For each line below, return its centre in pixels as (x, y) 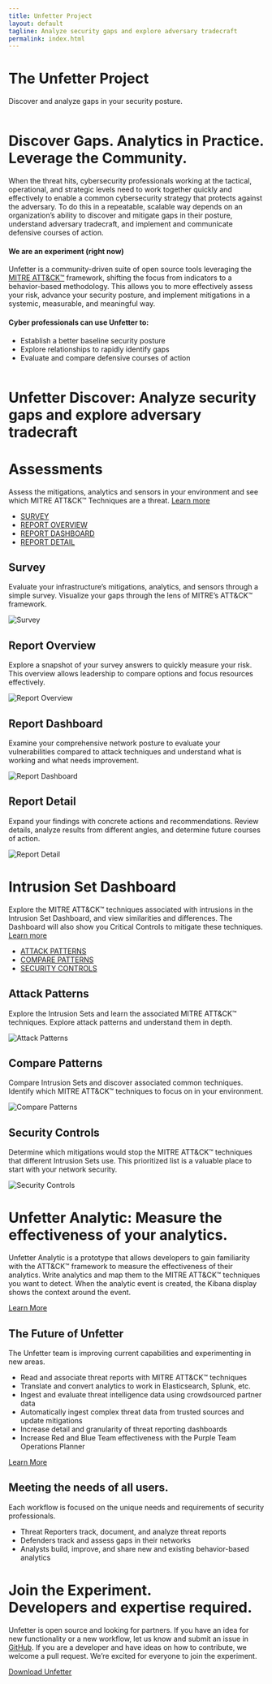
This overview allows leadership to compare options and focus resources (131, 674)
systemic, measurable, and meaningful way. (82, 304)
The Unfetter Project (79, 79)
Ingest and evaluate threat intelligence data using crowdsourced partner (141, 1395)
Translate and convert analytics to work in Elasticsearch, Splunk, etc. (136, 1386)
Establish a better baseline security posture (93, 340)
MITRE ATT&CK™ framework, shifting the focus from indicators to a (121, 278)
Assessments (56, 469)
